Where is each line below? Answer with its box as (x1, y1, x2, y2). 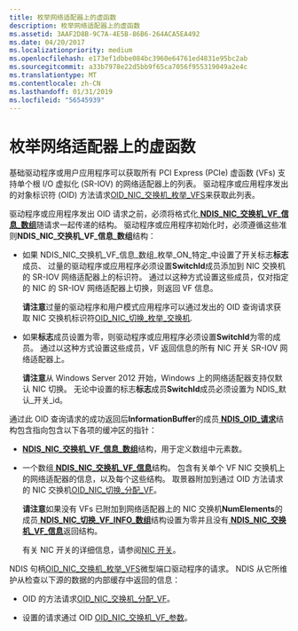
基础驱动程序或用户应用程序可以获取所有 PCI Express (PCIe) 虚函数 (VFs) (9, 168, 277, 178)
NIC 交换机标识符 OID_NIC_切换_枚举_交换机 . (32, 312, 193, 324)
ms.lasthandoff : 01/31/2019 (9, 87, 114, 96)
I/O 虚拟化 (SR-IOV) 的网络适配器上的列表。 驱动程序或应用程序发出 (42, 178, 289, 189)
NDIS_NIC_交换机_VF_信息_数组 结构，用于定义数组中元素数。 (21, 444, 247, 454)
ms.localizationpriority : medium (9, 46, 133, 55)
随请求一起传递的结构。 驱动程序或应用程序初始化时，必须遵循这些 (35, 219, 279, 231)
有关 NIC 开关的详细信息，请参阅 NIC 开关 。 (21, 545, 181, 556)
